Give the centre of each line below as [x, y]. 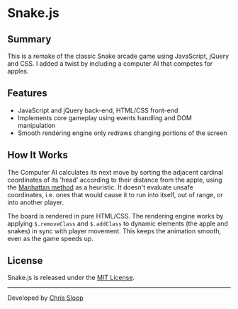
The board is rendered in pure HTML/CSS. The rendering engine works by [115, 216]
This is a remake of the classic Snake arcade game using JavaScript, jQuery [118, 56]
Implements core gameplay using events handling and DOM [105, 117]
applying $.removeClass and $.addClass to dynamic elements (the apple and [118, 223]
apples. [18, 71]
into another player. [35, 202]
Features [27, 93]
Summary [29, 39]
